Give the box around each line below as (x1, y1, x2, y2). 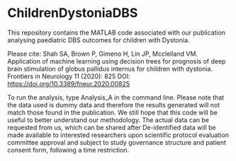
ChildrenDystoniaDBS (7, 5, 138, 21)
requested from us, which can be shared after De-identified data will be (7, 123, 216, 131)
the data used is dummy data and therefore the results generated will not (7, 100, 220, 109)
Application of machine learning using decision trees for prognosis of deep (7, 56, 226, 65)
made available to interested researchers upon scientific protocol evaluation (7, 131, 229, 139)
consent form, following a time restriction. (7, 145, 130, 154)
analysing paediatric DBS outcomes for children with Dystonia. (7, 35, 190, 44)
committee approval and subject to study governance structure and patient (7, 138, 227, 146)
